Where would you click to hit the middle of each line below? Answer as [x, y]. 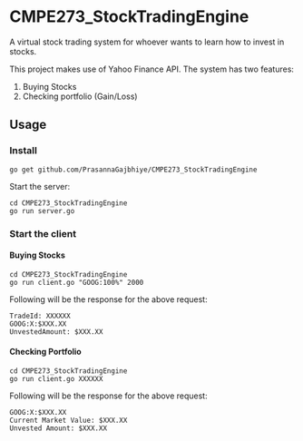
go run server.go [42, 211]
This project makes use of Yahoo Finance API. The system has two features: [152, 69]
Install [24, 151]
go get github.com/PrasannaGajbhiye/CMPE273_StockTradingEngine [133, 170]
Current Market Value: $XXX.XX [68, 420]
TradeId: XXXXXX [40, 316]
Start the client [43, 233]
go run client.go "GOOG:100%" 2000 [77, 282]
